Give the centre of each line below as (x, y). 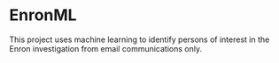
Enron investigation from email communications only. (105, 48)
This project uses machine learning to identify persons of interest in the (139, 39)
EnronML (43, 15)
